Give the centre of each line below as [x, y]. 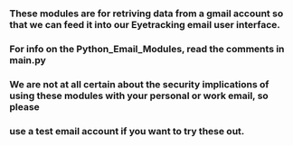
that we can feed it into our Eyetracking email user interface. [145, 24]
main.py [28, 59]
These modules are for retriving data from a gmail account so [146, 14]
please [25, 106]
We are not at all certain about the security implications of [139, 84]
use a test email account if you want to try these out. [127, 131]
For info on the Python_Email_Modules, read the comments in [147, 49]
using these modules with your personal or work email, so [139, 96]
